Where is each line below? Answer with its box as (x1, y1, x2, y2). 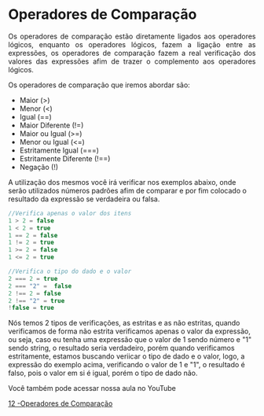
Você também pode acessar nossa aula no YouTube (8, 384, 177, 393)
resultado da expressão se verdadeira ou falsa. (8, 194, 160, 204)
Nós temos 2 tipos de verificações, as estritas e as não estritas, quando (8, 318, 240, 328)
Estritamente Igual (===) (19, 145, 100, 155)
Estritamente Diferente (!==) (19, 153, 111, 163)
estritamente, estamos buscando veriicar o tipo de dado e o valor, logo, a (8, 352, 245, 361)
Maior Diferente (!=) (19, 120, 84, 130)
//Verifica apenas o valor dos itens (8, 209, 132, 217)
